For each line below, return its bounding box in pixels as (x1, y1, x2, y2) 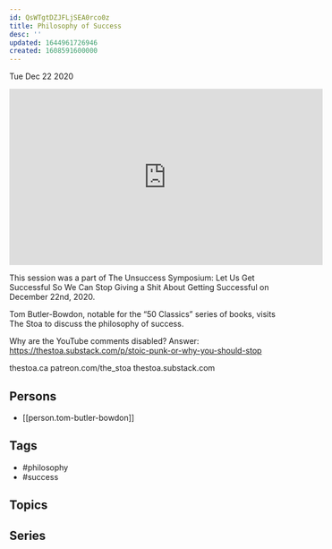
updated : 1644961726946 (9, 38, 98, 47)
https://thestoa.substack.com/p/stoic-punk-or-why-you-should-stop (9, 346, 262, 356)
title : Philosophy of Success (9, 21, 123, 30)
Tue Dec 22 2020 (9, 71, 74, 81)
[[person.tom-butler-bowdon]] (21, 412, 135, 423)
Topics (9, 498, 48, 513)
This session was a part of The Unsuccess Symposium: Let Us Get (9, 272, 255, 283)
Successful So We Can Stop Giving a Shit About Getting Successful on (9, 282, 269, 293)
